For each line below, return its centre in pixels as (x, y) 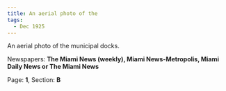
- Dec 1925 (29, 26)
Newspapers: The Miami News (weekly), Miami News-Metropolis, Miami (113, 59)
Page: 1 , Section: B (34, 80)
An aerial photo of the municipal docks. (63, 46)
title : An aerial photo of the (53, 13)
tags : (15, 20)
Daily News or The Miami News (53, 67)
